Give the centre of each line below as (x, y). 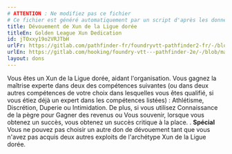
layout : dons (26, 59)
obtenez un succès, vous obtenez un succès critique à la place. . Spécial (111, 122)
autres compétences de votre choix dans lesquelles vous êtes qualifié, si (110, 93)
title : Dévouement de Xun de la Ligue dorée (72, 26)
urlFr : (17, 46)
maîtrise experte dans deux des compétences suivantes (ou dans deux (108, 85)
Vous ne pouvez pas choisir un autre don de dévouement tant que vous (109, 129)
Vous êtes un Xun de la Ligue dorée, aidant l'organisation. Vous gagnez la (112, 78)
